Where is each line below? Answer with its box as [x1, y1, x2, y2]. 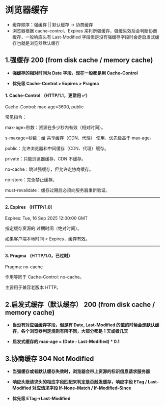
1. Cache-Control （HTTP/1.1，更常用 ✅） [5, 93, 90, 98]
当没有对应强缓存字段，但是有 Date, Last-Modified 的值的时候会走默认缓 [12, 322, 160, 328]
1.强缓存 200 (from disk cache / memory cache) [5, 56, 153, 64]
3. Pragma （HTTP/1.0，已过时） [5, 252, 73, 258]
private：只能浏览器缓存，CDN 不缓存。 [5, 156, 86, 161]
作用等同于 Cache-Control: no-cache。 [5, 274, 84, 280]
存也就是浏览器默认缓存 [12, 40, 60, 46]
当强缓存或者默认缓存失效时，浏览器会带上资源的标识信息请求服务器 [12, 368, 150, 374]
